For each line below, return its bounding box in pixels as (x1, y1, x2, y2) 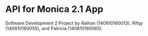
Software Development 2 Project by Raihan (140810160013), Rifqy (5, 20, 143, 26)
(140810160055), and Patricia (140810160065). (5, 25, 103, 31)
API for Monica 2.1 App (5, 3, 104, 15)
